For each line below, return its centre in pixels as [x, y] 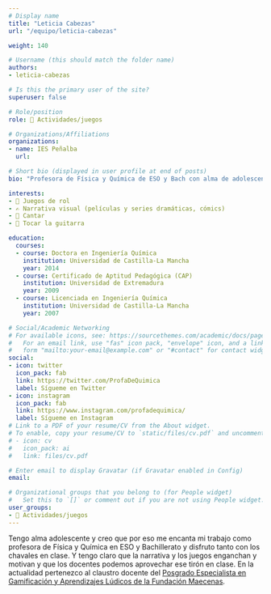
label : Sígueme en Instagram [65, 418]
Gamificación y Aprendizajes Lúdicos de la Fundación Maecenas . [117, 581]
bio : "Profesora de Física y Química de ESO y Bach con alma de [119, 179]
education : [27, 238]
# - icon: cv [30, 441]
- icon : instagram [39, 396]
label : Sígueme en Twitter [61, 388]
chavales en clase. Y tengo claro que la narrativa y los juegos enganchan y [133, 555]
